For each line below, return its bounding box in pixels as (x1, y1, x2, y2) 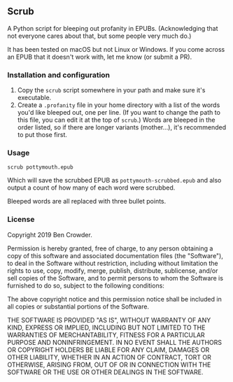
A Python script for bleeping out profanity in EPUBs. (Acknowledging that (7, 24, 218, 32)
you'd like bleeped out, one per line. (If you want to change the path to (17, 108, 220, 117)
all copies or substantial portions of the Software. (7, 302, 149, 311)
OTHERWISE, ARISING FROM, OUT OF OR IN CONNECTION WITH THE (7, 360, 211, 369)
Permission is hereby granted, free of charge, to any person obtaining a (7, 244, 213, 253)
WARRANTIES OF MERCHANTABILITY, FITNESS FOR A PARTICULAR (7, 330, 205, 339)
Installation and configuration (7, 70, 111, 80)
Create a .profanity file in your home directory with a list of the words (17, 101, 220, 109)
